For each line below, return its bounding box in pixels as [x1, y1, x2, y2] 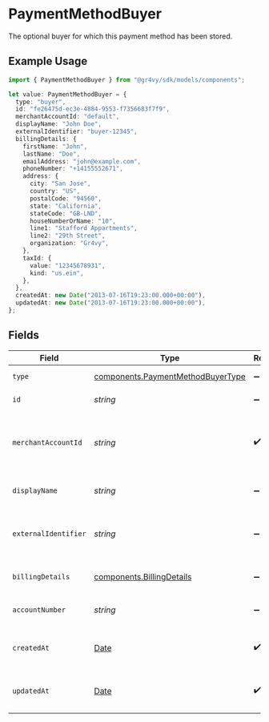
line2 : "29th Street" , [29, 232, 106, 240]
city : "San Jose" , [29, 179, 91, 188]
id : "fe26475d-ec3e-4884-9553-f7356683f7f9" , [15, 105, 171, 113]
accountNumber [12, 605, 66, 614]
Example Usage [8, 54, 88, 68]
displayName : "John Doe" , [15, 120, 102, 128]
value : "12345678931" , [29, 261, 106, 269]
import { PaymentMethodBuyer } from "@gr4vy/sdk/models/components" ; [8, 75, 246, 84]
